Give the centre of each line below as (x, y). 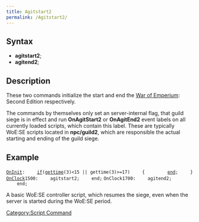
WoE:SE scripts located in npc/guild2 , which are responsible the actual (93, 132)
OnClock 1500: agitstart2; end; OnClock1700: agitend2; (89, 178)
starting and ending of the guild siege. (53, 138)
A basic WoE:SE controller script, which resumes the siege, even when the (97, 195)
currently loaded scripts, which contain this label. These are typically (91, 126)
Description (28, 81)
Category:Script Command (39, 212)
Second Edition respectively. (41, 101)
